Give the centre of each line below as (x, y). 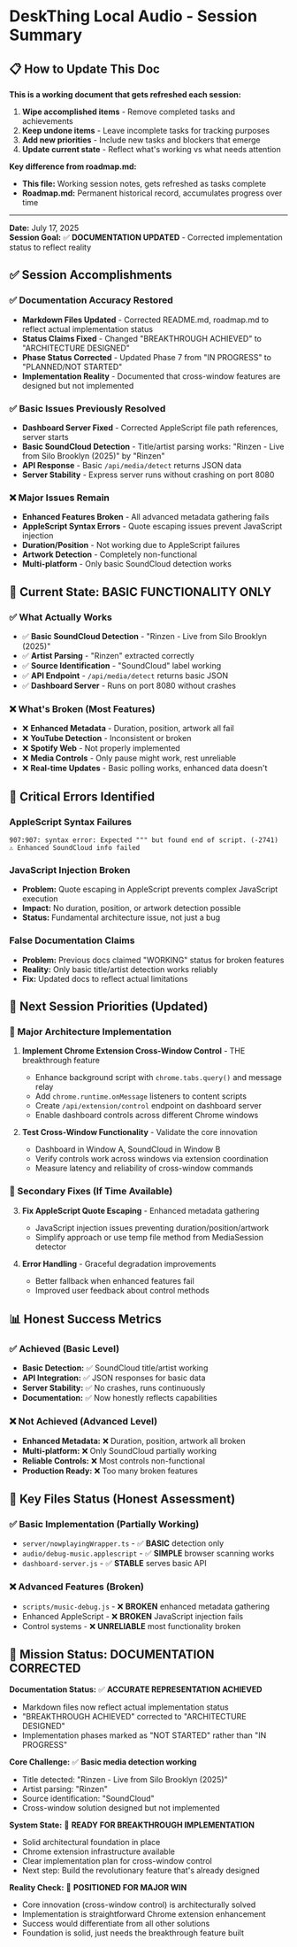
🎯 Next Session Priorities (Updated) (109, 1006)
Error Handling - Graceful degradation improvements (119, 1263)
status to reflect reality (50, 247)
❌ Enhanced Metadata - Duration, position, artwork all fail (128, 729)
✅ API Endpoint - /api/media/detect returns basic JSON (125, 676)
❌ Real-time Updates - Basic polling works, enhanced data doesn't (145, 769)
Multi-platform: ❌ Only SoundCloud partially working (119, 1450)
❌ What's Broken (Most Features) (82, 708)
